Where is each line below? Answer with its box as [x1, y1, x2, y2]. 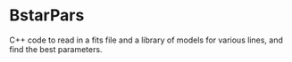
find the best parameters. [9, 43, 103, 54]
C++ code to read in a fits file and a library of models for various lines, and [9, 35, 283, 45]
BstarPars [9, 5, 85, 26]
